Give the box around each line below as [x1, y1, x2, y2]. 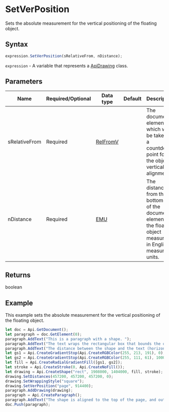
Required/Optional [46, 95, 92, 102]
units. [146, 253, 159, 260]
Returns [5, 270, 31, 279]
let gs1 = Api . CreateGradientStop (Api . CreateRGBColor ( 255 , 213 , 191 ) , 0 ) [5, 351, 163, 356]
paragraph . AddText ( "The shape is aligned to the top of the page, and [5, 397, 156, 402]
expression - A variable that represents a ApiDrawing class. [5, 62, 128, 68]
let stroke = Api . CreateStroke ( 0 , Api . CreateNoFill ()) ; [5, 365, 125, 370]
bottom [146, 197, 163, 204]
